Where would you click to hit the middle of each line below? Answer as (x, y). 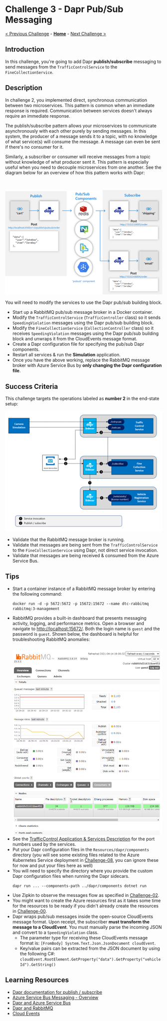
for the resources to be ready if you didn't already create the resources (85, 906)
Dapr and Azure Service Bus (41, 1002)
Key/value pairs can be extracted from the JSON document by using (90, 948)
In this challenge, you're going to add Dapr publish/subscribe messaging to (83, 62)
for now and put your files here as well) (53, 865)
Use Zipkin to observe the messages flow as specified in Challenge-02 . (86, 895)
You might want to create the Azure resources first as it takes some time (86, 900)
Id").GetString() (38, 964)
